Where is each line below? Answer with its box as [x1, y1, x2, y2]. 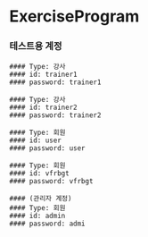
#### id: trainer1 [9, 70, 78, 80]
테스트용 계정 [9, 40, 62, 53]
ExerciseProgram [9, 6, 140, 27]
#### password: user [9, 144, 86, 153]
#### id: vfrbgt [9, 169, 70, 178]
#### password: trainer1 [9, 78, 102, 87]
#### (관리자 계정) [9, 194, 72, 203]
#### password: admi [9, 219, 86, 229]
